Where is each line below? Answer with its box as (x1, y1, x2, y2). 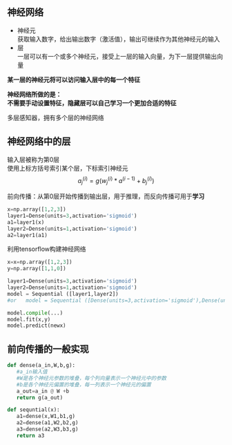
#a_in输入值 (16, 368, 48, 375)
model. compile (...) (7, 310, 64, 316)
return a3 (16, 432, 45, 439)
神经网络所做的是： (7, 90, 62, 98)
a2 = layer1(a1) (7, 231, 48, 238)
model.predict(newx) (7, 322, 67, 330)
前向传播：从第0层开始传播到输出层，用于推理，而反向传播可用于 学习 (7, 192, 205, 200)
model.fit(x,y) (7, 316, 51, 323)
